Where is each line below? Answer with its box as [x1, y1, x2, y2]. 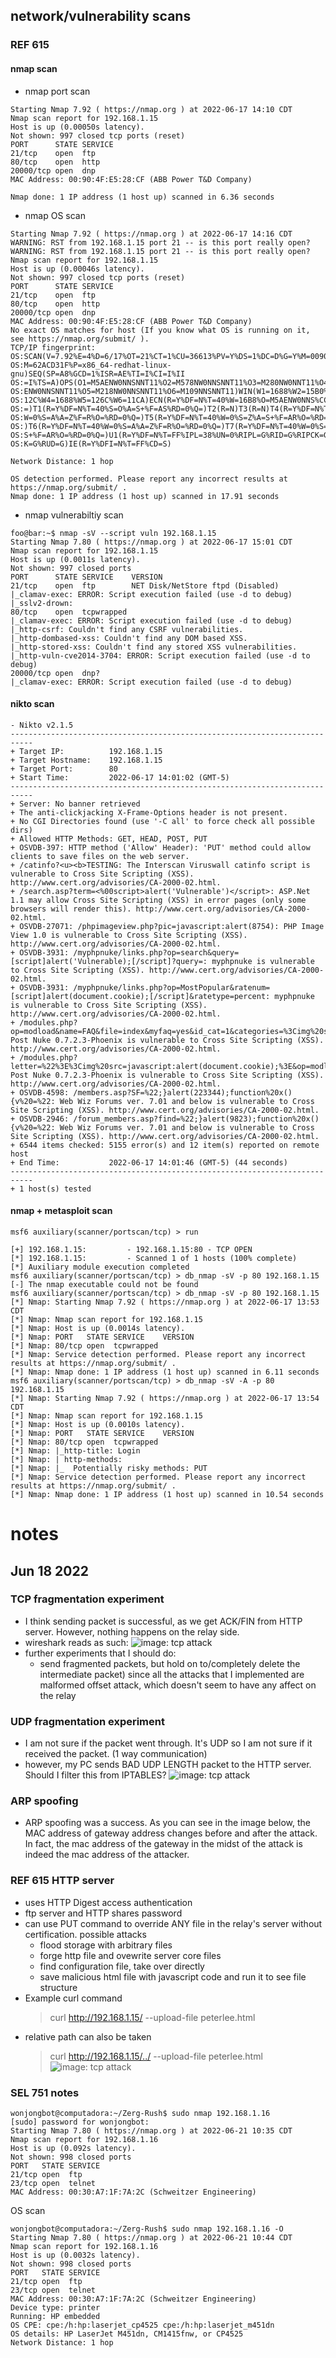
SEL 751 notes [10, 2085, 80, 2099]
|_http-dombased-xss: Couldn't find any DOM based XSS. [10, 633, 248, 643]
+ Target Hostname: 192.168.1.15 [10, 755, 163, 765]
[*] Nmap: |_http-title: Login [10, 1445, 141, 1456]
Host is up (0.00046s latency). [10, 264, 145, 274]
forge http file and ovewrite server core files [39, 1949, 222, 1961]
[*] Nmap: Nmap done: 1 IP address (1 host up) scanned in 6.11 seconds [10, 1367, 320, 1377]
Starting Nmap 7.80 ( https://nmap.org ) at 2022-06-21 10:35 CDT [10, 2125, 293, 2136]
